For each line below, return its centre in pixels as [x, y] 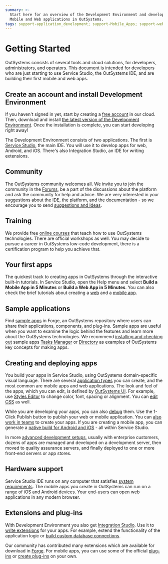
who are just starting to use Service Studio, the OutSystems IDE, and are [80, 73]
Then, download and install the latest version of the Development [72, 119]
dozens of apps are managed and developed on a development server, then [83, 443]
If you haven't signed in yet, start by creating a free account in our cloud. [80, 114]
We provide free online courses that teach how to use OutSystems [73, 233]
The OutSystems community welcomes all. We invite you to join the [74, 184]
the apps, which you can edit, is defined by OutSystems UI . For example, [80, 391]
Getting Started [38, 49]
